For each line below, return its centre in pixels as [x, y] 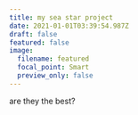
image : [21, 51]
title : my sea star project [61, 17]
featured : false [39, 42]
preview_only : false [55, 76]
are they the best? [42, 101]
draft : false [33, 34]
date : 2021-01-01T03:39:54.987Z [69, 26]
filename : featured [53, 59]
